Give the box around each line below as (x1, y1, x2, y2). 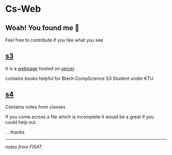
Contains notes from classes (5, 103, 66, 110)
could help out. (5, 119, 37, 125)
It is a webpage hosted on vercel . (5, 65, 76, 72)
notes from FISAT (5, 144, 42, 150)
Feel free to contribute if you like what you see (5, 37, 103, 43)
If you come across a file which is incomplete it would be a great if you (5, 114, 154, 120)
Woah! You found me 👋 (5, 24, 79, 32)
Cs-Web (5, 3, 41, 15)
